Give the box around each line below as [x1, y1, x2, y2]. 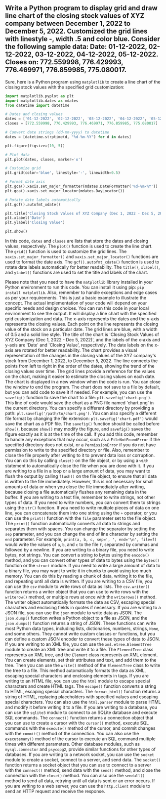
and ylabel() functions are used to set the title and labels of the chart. [5, 269, 148, 276]
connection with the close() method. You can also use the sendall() [5, 773, 145, 779]
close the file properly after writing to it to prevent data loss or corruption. [5, 452, 155, 459]
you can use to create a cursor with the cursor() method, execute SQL [5, 720, 149, 726]
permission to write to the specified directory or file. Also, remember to [5, 447, 150, 453]
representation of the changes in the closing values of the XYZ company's [5, 353, 157, 359]
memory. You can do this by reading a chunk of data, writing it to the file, [5, 573, 154, 579]
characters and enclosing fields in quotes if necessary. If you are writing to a [5, 605, 161, 611]
